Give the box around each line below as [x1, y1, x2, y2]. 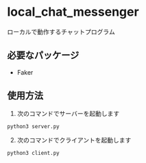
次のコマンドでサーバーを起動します [16, 109, 120, 117]
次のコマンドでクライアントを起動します [16, 136, 132, 144]
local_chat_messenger [7, 4, 139, 20]
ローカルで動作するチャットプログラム [7, 27, 115, 36]
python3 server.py [7, 123, 60, 130]
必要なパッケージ [7, 49, 80, 62]
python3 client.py [7, 149, 60, 156]
